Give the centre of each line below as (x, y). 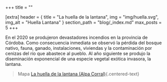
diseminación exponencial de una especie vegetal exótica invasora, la (78, 59)
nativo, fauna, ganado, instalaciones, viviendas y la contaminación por (79, 48)
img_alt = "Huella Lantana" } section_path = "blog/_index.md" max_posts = (83, 22)
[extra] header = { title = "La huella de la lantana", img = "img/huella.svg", (82, 17)
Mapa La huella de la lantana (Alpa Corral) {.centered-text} (78, 74)
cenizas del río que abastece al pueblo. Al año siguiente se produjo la (78, 53)
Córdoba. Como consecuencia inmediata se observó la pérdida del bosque (84, 43)
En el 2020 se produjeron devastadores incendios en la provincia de (77, 37)
